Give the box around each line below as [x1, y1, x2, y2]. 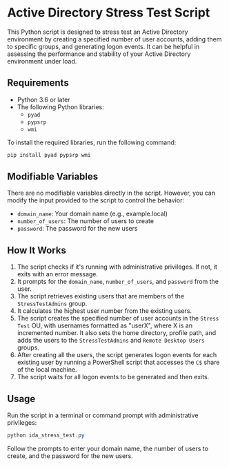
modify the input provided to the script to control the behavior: [7, 196, 185, 204]
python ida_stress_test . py [7, 432, 85, 439]
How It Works [7, 244, 67, 256]
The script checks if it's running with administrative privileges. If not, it [17, 263, 217, 271]
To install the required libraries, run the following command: [7, 138, 177, 146]
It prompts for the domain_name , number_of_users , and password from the [17, 278, 219, 286]
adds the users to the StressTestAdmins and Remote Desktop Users [17, 336, 205, 345]
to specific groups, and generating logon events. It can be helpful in [7, 42, 200, 50]
